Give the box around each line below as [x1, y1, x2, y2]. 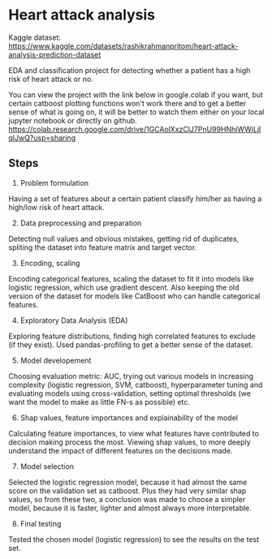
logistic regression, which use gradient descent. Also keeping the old [8, 282, 240, 292]
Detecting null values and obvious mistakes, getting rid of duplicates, [8, 234, 240, 243]
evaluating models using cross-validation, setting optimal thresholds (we [8, 388, 252, 398]
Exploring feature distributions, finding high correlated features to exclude [8, 331, 256, 341]
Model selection [19, 461, 75, 471]
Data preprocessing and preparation [19, 217, 142, 228]
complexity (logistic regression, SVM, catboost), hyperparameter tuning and [8, 380, 263, 389]
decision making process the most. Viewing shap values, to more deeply [8, 436, 251, 447]
